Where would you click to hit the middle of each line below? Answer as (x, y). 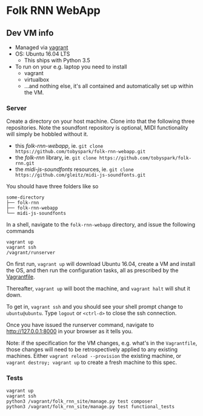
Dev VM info (30, 33)
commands (20, 231)
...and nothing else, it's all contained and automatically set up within (109, 86)
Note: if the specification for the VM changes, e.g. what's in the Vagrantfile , (102, 343)
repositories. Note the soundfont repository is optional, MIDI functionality (97, 128)
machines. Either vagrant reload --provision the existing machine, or (94, 356)
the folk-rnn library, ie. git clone (56, 157)
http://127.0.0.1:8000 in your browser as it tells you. (70, 331)
